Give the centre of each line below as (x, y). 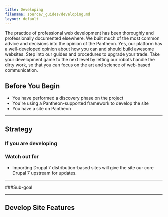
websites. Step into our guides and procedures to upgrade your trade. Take (82, 54)
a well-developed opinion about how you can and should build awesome (80, 49)
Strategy (19, 129)
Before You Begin (33, 86)
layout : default (22, 19)
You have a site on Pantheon (42, 109)
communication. (22, 70)
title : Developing (24, 10)
